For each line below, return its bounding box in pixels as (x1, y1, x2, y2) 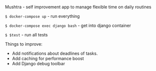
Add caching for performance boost (12, 56, 84, 61)
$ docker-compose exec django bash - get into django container (5, 23, 131, 28)
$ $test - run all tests (5, 32, 48, 37)
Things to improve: (5, 41, 43, 47)
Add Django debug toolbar (12, 61, 65, 66)
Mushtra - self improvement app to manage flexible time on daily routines (5, 4, 152, 10)
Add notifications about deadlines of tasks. (12, 50, 98, 56)
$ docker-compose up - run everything (5, 13, 80, 19)
